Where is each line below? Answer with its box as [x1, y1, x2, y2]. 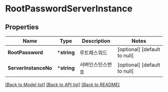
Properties [5, 23, 39, 31]
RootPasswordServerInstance [5, 3, 132, 14]
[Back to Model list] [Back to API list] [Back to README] [5, 82, 120, 88]
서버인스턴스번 [79, 61, 112, 68]
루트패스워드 [79, 49, 107, 56]
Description [81, 38, 110, 44]
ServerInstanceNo [7, 65, 52, 71]
